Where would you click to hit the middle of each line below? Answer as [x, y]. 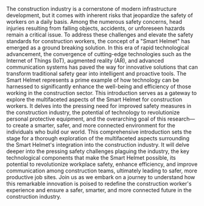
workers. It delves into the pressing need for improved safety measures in [99, 106]
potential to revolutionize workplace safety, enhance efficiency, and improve [102, 164]
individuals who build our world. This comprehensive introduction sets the [99, 132]
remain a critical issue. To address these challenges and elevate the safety [100, 35]
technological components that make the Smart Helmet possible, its [91, 158]
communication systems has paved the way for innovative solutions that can [102, 67]
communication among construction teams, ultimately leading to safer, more [102, 171]
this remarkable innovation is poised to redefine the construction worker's [99, 183]
